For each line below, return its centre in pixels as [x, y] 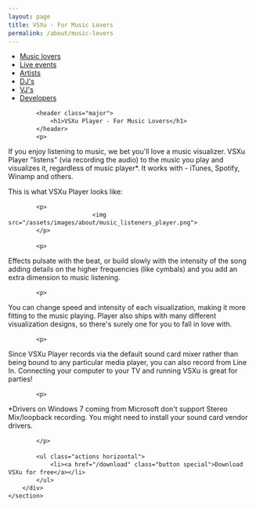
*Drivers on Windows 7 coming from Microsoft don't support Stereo [118, 409]
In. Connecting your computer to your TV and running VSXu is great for [123, 371]
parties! [20, 379]
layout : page [29, 16]
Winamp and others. [41, 177]
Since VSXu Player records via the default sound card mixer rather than [123, 354]
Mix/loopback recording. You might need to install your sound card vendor [128, 418]
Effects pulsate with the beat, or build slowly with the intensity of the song [127, 261]
